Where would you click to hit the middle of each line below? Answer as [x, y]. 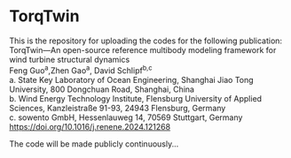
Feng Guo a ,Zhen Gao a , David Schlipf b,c [81, 70]
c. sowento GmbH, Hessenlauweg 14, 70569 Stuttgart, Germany [126, 117]
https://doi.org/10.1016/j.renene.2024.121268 [90, 126]
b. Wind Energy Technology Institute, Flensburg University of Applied [136, 98]
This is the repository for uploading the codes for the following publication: [145, 41]
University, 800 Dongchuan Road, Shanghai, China [102, 89]
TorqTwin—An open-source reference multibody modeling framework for [143, 49]
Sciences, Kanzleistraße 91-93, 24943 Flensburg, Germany [118, 108]
